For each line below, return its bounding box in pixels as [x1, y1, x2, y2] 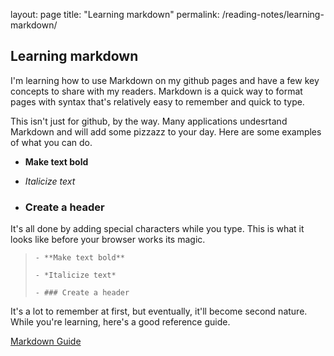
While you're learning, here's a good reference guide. [10, 316, 231, 328]
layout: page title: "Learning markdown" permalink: [10, 9, 220, 20]
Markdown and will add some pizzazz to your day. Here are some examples [10, 125, 322, 138]
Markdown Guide [10, 335, 82, 348]
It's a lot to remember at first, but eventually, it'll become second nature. [10, 305, 308, 318]
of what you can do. [10, 136, 93, 148]
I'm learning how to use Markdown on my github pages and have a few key [10, 74, 320, 86]
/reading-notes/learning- [221, 9, 325, 20]
